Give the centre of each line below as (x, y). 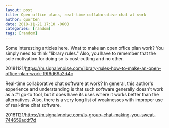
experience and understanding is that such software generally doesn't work (84, 89)
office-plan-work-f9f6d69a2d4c (39, 74)
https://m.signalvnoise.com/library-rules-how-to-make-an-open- (93, 68)
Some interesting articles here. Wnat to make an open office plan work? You (84, 48)
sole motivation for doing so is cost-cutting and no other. (65, 58)
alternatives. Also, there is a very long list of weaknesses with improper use (84, 100)
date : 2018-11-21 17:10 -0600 (37, 24)
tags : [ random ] (21, 33)
